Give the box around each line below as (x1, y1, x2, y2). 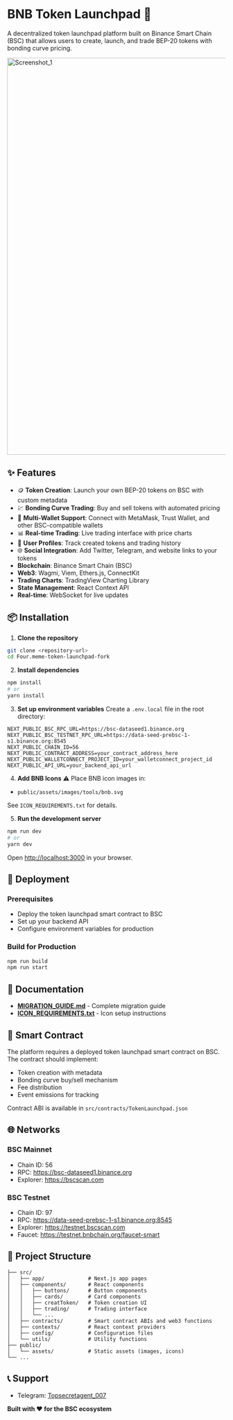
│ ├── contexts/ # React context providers (7, 1324, 166, 1331)
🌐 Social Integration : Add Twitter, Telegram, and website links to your (17, 546, 217, 554)
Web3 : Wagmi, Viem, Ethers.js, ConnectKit (17, 569, 140, 577)
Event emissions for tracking (17, 1090, 99, 1098)
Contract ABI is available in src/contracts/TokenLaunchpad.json (7, 1104, 189, 1112)
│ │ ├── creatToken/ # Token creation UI (7, 1299, 148, 1306)
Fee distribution (17, 1083, 62, 1091)
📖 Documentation (7, 983, 85, 995)
